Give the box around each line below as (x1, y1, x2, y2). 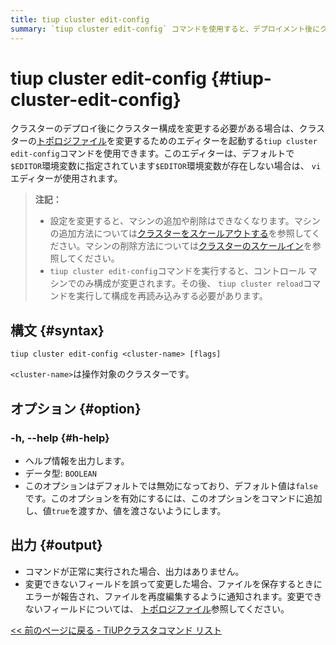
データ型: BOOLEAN (24, 467, 97, 479)
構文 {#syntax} (10, 322, 105, 339)
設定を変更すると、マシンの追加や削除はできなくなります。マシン (49, 215, 321, 227)
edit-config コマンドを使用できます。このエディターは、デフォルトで (10, 147, 295, 160)
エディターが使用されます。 (10, 172, 123, 185)
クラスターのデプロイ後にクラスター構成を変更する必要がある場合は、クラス (10, 122, 326, 135)
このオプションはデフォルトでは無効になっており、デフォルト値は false (24, 479, 318, 491)
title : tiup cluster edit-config (10, 14, 150, 25)
